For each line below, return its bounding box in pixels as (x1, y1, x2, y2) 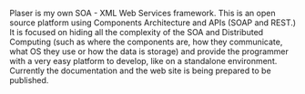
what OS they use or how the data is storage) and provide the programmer (9, 46, 289, 57)
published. (9, 75, 49, 85)
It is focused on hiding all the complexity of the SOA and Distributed (9, 27, 264, 37)
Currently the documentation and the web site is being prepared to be (9, 65, 271, 76)
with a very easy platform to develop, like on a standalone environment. (9, 56, 278, 66)
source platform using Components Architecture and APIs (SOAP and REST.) (9, 17, 297, 28)
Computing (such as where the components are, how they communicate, (9, 36, 283, 47)
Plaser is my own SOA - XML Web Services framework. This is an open (9, 8, 276, 18)
